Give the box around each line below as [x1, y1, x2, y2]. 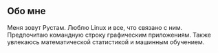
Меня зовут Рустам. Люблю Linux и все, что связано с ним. [7, 23, 183, 31]
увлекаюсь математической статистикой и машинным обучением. [7, 37, 205, 46]
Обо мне [7, 5, 46, 17]
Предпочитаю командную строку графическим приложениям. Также [7, 31, 212, 39]
